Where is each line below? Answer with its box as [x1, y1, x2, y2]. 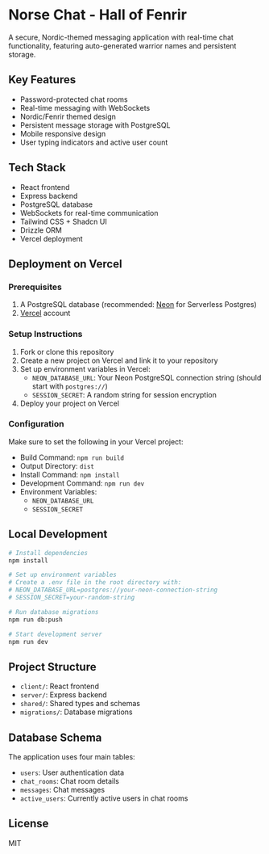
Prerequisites [8, 281, 62, 292]
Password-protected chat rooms [19, 95, 128, 104]
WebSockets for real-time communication [19, 208, 159, 217]
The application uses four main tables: [8, 752, 135, 762]
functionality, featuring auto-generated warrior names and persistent [8, 40, 237, 50]
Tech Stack [8, 161, 66, 175]
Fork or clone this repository [19, 347, 114, 356]
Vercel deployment [19, 233, 83, 243]
